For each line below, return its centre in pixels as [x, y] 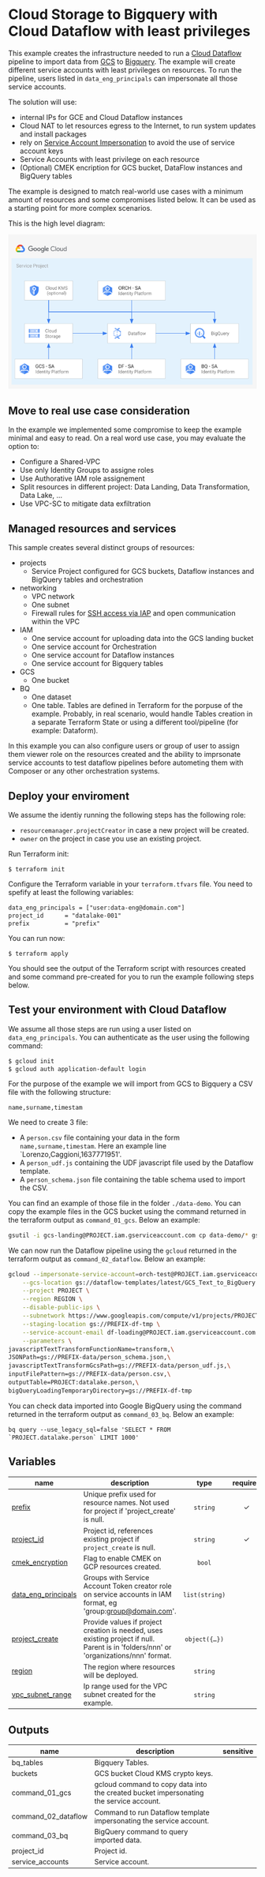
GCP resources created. [122, 1566]
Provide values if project [123, 1622]
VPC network [53, 597]
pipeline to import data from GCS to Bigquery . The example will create [122, 62]
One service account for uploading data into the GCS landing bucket [142, 639]
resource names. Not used [126, 1503]
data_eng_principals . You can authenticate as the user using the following [129, 1037]
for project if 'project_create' [129, 1511]
